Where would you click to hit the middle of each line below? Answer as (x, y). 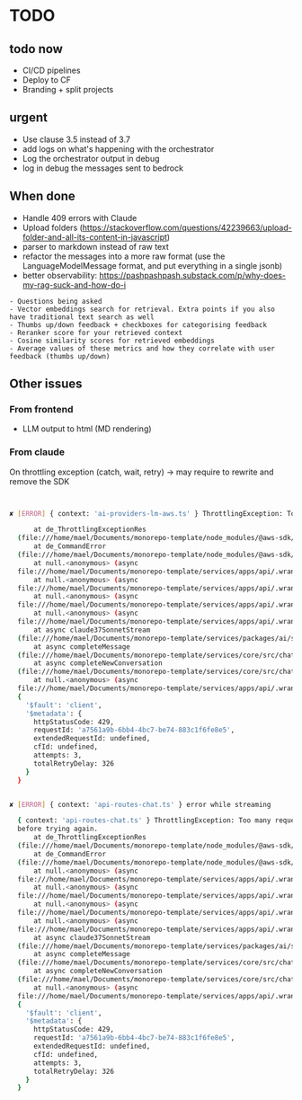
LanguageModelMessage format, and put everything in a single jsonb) (152, 265)
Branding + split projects (68, 89)
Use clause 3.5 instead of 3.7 (76, 139)
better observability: (60, 275)
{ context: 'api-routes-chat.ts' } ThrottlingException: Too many (144, 821)
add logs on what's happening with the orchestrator (118, 148)
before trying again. (58, 829)
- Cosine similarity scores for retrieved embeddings (112, 341)
